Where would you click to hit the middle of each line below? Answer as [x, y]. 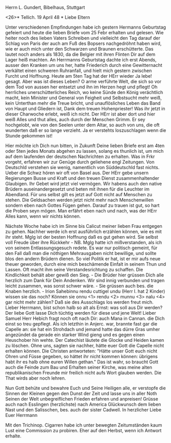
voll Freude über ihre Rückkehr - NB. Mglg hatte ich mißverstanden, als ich [84, 242]
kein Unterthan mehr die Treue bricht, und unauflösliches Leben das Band [83, 103]
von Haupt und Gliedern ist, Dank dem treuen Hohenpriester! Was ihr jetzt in [85, 109]
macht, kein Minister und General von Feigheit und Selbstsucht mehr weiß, [83, 98]
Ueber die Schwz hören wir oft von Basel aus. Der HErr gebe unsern [77, 173]
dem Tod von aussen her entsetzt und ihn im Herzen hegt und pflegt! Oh [81, 87]
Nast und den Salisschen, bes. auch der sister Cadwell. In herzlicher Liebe [83, 410]
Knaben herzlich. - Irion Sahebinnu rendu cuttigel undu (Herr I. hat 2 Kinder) [85, 291]
